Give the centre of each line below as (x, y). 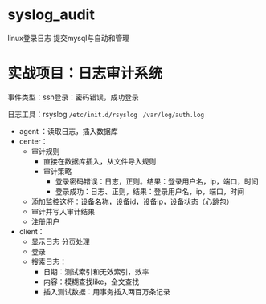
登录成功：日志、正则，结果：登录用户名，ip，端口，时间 (150, 191)
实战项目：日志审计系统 (85, 73)
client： (32, 231)
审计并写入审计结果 (63, 211)
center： (34, 141)
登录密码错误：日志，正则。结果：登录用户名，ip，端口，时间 (157, 181)
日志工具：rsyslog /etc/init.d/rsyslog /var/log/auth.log (106, 114)
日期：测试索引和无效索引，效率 (96, 271)
